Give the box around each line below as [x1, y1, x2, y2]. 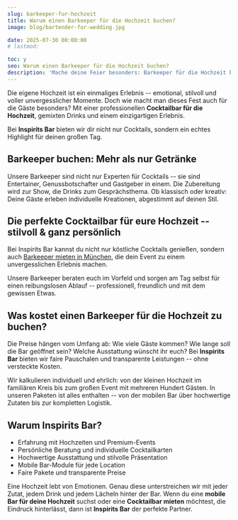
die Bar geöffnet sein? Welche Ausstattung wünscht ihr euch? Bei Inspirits [7, 347, 225, 356]
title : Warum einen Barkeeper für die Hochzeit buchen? [7, 17, 176, 24]
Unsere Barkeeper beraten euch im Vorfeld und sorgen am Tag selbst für [7, 274, 220, 283]
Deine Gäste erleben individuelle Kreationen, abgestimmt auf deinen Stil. [7, 195, 219, 203]
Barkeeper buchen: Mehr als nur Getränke [7, 153, 197, 166]
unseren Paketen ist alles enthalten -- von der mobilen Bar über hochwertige [7, 391, 231, 400]
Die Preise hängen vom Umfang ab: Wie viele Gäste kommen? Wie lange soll [7, 340, 231, 348]
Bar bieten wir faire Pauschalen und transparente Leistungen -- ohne [7, 354, 209, 363]
